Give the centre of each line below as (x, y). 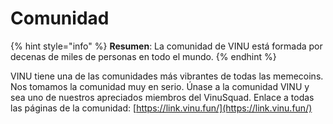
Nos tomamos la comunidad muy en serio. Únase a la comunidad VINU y (160, 86)
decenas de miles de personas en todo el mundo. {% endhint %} (143, 56)
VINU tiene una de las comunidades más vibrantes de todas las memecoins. (167, 76)
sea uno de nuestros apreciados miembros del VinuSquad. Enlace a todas (162, 97)
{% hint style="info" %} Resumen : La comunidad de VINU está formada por (166, 46)
